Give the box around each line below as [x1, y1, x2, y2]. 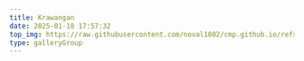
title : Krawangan [9, 13, 75, 22]
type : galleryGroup [9, 38, 83, 48]
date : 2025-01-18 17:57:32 [9, 22, 111, 30]
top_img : [9, 30, 43, 39]
